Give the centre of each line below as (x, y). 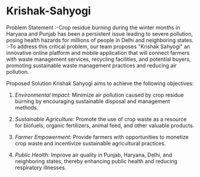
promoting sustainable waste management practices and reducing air (92, 65)
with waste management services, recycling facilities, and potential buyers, (99, 59)
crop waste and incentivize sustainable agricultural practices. (90, 143)
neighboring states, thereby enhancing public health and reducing (96, 161)
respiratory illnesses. (41, 167)
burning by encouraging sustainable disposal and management (92, 101)
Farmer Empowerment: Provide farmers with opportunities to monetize (102, 137)
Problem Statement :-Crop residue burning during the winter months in (93, 27)
